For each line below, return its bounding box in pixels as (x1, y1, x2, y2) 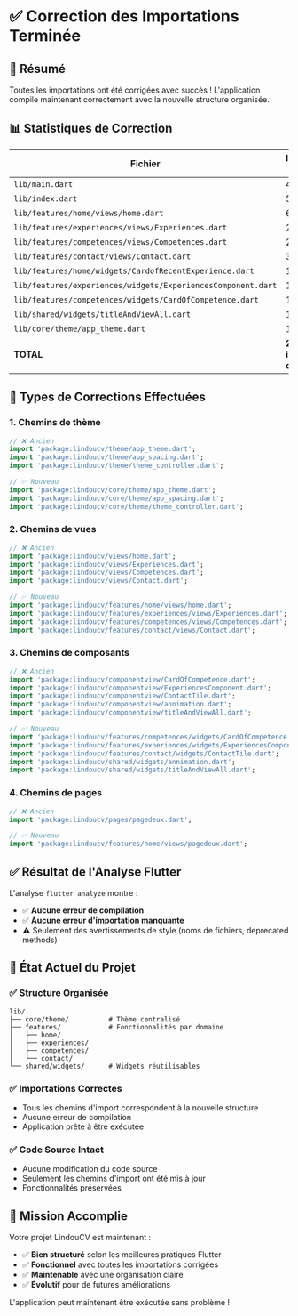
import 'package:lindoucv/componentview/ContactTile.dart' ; (9, 691, 237, 700)
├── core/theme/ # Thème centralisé (9, 1014, 180, 1024)
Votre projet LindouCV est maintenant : (9, 1232, 152, 1243)
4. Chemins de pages (9, 787, 103, 799)
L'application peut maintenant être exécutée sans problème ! (9, 1297, 231, 1308)
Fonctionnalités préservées (21, 1183, 122, 1193)
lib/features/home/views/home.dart (13, 207, 164, 218)
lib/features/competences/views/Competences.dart (13, 237, 228, 246)
